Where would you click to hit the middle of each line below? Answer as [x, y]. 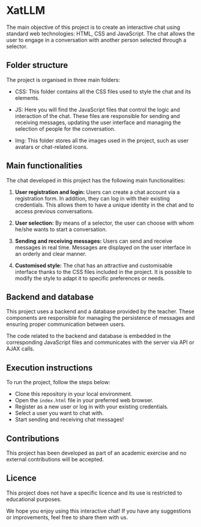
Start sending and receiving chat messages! [69, 420]
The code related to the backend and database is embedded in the [88, 336]
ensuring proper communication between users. [66, 324]
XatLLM [26, 11]
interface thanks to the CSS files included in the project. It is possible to [103, 272]
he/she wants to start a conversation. [61, 229]
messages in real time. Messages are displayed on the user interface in [103, 247]
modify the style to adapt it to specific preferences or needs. [90, 278]
